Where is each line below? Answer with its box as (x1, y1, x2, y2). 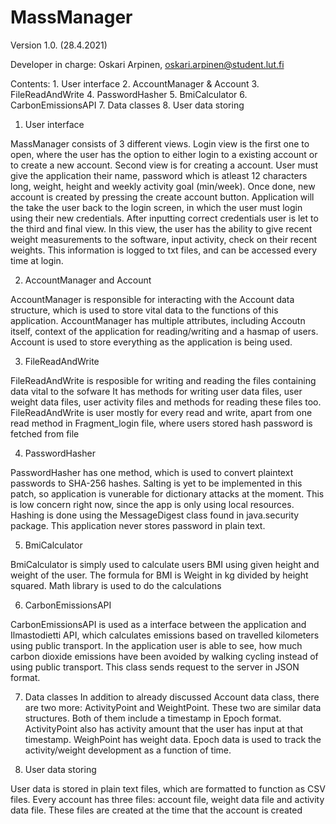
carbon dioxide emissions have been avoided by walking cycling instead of (10, 650, 319, 662)
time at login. (10, 254, 64, 266)
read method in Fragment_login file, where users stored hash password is (10, 417, 313, 429)
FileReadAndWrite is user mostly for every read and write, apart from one (10, 406, 313, 418)
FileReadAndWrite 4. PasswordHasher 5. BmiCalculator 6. (10, 88, 248, 100)
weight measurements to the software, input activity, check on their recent (10, 233, 318, 245)
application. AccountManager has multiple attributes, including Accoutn (10, 314, 306, 326)
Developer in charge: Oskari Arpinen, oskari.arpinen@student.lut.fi (10, 58, 285, 70)
